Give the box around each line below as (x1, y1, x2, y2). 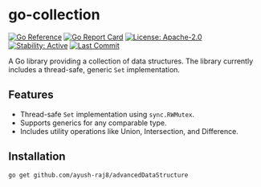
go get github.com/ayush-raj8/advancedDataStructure (8, 171, 189, 179)
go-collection (8, 6, 100, 24)
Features (8, 88, 54, 102)
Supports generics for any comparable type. (19, 118, 167, 128)
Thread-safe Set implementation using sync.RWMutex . (19, 109, 195, 119)
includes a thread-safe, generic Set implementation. (8, 64, 181, 74)
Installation (8, 150, 66, 164)
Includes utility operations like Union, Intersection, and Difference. (19, 126, 239, 136)
